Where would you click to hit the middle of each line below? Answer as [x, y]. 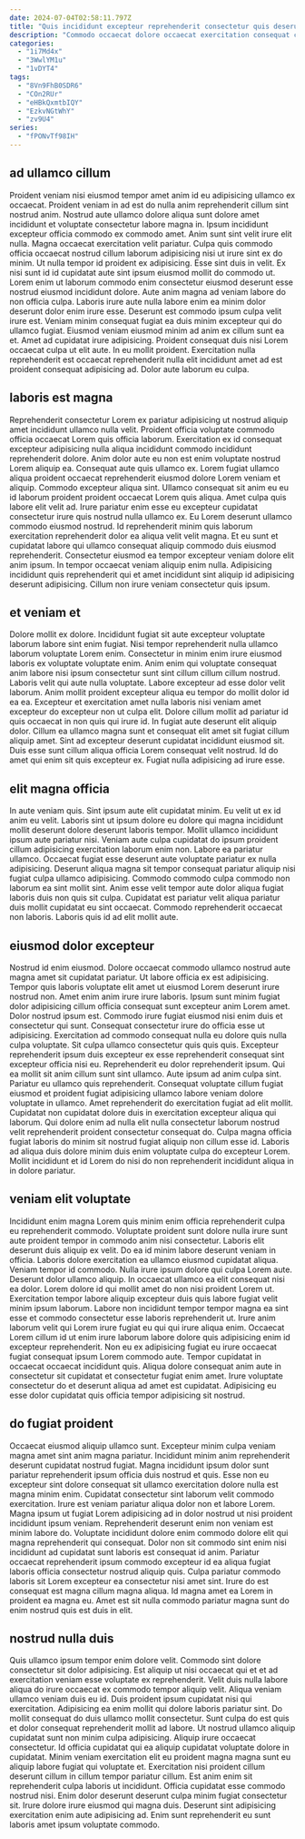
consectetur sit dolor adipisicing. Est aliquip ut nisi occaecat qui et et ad [144, 1670]
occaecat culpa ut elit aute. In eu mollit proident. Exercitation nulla [133, 349]
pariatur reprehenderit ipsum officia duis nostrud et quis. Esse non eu [139, 1474]
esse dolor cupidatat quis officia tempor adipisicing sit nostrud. [127, 1395]
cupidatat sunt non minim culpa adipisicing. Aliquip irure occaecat [133, 1738]
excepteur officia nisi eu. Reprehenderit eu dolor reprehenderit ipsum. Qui [148, 1064]
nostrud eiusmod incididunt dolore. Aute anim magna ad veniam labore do [148, 291]
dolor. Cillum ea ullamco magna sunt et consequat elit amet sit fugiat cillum [150, 731]
